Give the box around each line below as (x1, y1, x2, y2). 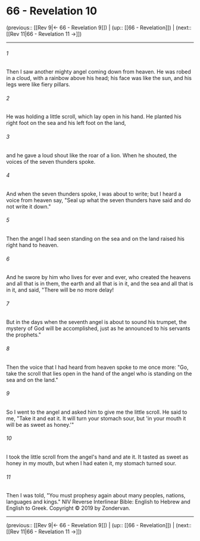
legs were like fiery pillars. (6, 81, 70, 88)
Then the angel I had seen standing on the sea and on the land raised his (6, 235, 185, 242)
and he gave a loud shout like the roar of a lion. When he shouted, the (6, 151, 177, 159)
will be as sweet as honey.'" (6, 421, 74, 428)
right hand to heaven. (6, 241, 59, 249)
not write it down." (6, 203, 51, 210)
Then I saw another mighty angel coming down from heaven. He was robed (6, 68, 192, 75)
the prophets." (6, 331, 42, 338)
